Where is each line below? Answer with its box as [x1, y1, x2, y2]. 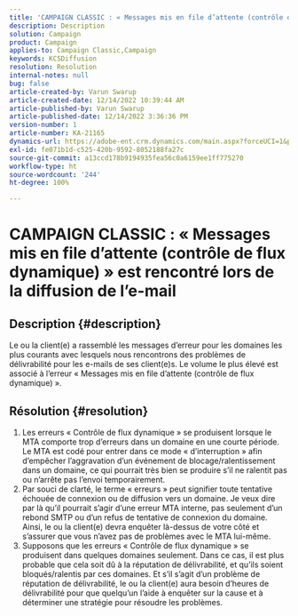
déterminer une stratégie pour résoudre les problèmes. [21, 596, 223, 607]
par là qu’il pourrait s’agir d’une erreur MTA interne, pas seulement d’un [21, 502, 283, 513]
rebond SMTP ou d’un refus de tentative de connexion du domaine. [21, 512, 268, 523]
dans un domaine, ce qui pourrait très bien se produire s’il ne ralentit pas [21, 464, 288, 476]
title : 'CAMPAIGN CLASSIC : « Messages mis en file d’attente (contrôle [9, 12, 284, 22]
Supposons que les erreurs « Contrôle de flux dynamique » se [21, 540, 250, 551]
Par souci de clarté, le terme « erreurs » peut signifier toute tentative [21, 484, 273, 494]
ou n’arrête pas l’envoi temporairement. [21, 474, 166, 484]
